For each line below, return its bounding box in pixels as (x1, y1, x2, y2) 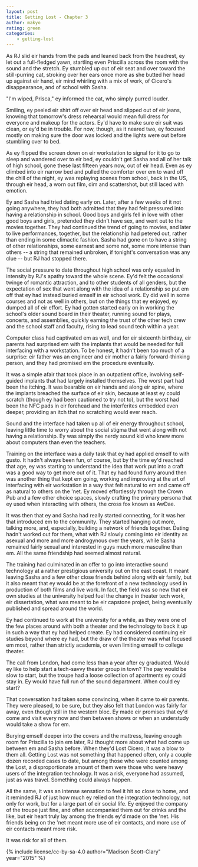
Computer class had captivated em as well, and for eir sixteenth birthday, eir (6, 334, 192, 341)
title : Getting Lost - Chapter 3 (6, 14, 88, 20)
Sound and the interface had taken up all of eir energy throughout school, (6, 420, 184, 427)
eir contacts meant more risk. (6, 825, 78, 832)
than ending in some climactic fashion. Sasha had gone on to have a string (6, 236, 187, 243)
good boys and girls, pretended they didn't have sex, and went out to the (6, 217, 183, 224)
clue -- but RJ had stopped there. (6, 255, 87, 262)
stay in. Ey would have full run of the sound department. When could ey (6, 678, 180, 685)
